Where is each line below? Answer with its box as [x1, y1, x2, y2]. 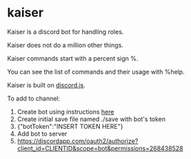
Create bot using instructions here [17, 107, 114, 116]
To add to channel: [7, 94, 61, 103]
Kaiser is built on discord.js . [7, 81, 86, 89]
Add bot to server [17, 129, 68, 138]
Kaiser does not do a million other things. [7, 41, 124, 49]
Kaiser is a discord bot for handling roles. [7, 28, 124, 36]
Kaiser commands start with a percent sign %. [7, 54, 139, 63]
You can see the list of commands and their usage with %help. [7, 67, 185, 76]
